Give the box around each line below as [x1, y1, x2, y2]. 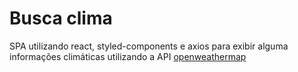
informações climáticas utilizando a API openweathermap [9, 50, 247, 62]
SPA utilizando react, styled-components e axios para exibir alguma [9, 40, 289, 52]
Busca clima [9, 7, 113, 30]
